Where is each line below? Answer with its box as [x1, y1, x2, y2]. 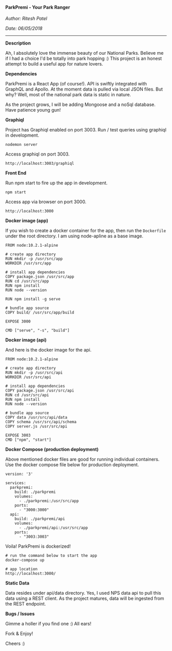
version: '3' [5, 471, 33, 477]
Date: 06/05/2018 [5, 26, 42, 32]
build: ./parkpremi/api [14, 516, 66, 522]
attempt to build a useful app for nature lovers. [5, 61, 103, 67]
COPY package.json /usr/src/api [5, 388, 74, 394]
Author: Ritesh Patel [5, 15, 48, 21]
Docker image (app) [5, 218, 49, 224]
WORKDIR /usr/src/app [5, 261, 52, 266]
